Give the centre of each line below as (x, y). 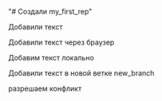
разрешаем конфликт (45, 88)
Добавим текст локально (51, 58)
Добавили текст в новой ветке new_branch (81, 73)
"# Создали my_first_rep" (50, 12)
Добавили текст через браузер (61, 42)
